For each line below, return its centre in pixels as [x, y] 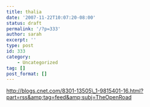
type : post [20, 46]
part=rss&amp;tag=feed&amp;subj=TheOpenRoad [69, 97]
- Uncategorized [38, 62]
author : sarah [24, 34]
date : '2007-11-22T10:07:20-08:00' [51, 18]
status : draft [24, 23]
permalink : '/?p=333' [34, 29]
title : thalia [24, 12]
